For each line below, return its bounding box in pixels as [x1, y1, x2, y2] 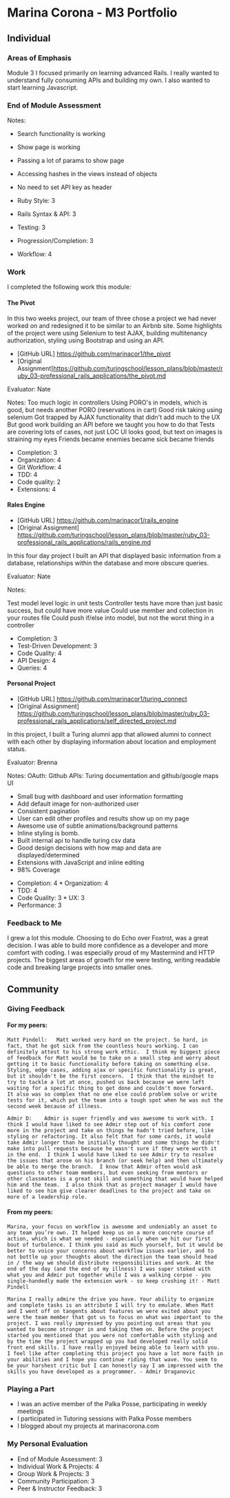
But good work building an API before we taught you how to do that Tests [7, 420, 216, 429]
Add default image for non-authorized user [17, 799, 139, 808]
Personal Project [7, 679, 56, 688]
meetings [17, 1407, 44, 1416]
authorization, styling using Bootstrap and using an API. [7, 336, 165, 344]
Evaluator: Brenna [7, 758, 58, 767]
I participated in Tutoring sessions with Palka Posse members [17, 1414, 192, 1423]
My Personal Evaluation [7, 1439, 88, 1449]
